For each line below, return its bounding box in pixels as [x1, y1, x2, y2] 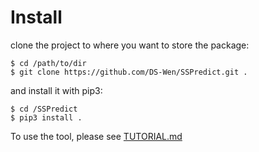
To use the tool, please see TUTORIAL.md [10, 130, 183, 142]
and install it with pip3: [10, 84, 103, 96]
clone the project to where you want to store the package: [10, 39, 250, 51]
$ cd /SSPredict [10, 104, 78, 114]
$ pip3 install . [10, 112, 83, 123]
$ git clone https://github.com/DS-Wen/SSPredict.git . [10, 67, 248, 77]
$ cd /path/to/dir [10, 58, 87, 68]
